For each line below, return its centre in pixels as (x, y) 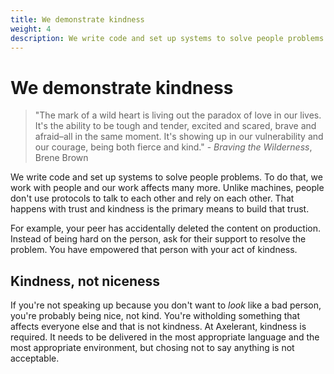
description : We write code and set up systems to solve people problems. (169, 38)
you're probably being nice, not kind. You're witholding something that (155, 316)
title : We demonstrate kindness (77, 19)
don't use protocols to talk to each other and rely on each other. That (152, 198)
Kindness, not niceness (85, 281)
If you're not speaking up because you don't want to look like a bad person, (166, 305)
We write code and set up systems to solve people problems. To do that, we (166, 177)
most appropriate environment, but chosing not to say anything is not (152, 348)
